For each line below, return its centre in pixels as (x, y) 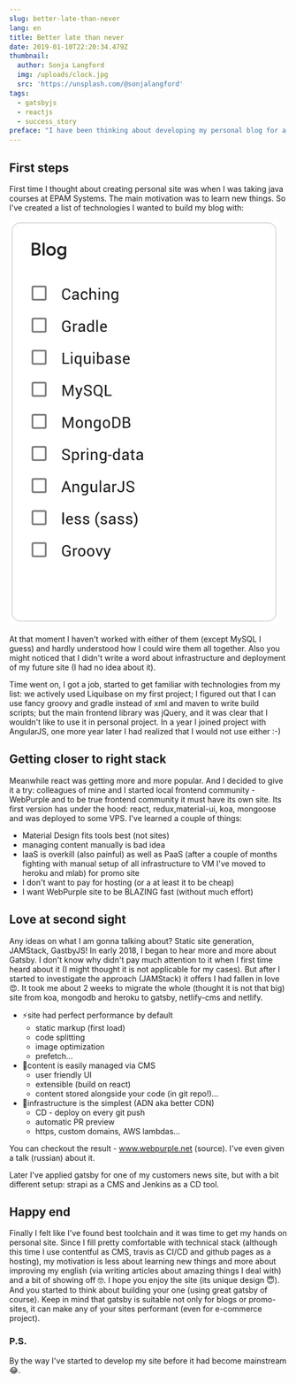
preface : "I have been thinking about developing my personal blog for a (148, 131)
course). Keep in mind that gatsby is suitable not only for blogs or (128, 1300)
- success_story (47, 121)
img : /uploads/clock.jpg (63, 75)
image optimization (70, 1046)
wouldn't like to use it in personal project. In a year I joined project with (138, 722)
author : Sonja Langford (61, 65)
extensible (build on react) (83, 1084)
